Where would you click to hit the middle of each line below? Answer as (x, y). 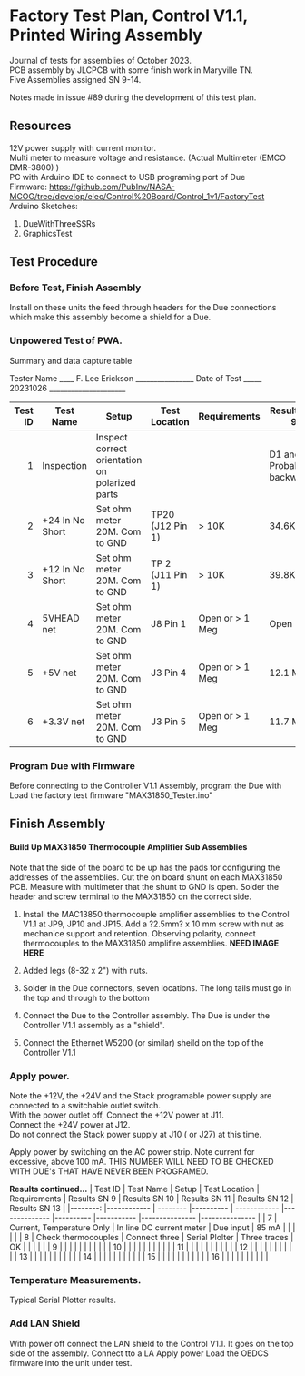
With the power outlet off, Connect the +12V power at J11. (117, 1115)
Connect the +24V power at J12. (70, 1124)
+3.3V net (64, 722)
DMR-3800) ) (34, 167)
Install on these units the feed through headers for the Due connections (143, 308)
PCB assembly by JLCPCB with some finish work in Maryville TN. (131, 70)
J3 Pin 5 (169, 722)
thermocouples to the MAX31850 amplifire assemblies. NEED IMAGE (151, 943)
